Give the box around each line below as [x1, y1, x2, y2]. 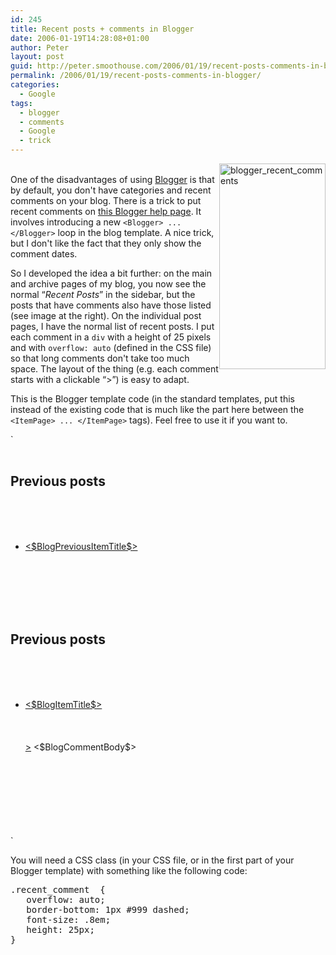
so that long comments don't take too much [10, 352, 190, 364]
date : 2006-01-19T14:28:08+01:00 [10, 33, 150, 43]
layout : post [10, 52, 65, 62]
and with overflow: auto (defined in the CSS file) [10, 342, 212, 353]
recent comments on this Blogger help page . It [10, 206, 202, 217]
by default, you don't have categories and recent [10, 184, 212, 196]
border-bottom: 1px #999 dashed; [26, 904, 190, 915]
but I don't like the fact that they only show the [10, 237, 202, 249]
